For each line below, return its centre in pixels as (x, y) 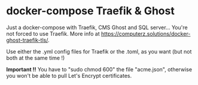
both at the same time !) (36, 58)
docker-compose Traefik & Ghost (90, 11)
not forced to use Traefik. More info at (53, 33)
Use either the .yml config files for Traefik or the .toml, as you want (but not (99, 51)
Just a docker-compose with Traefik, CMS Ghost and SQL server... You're (97, 27)
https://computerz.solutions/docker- (146, 33)
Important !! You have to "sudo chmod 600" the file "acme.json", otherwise (99, 69)
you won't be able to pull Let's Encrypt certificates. (69, 75)
